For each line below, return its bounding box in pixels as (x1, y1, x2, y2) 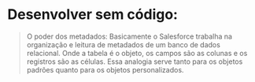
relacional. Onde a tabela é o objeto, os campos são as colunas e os (26, 48, 248, 58)
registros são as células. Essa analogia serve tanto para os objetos (26, 57, 243, 66)
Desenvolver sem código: (7, 6, 179, 24)
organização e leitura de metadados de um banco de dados (26, 39, 221, 49)
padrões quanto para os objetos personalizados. (26, 65, 184, 74)
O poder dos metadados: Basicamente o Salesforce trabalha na (26, 32, 233, 41)
